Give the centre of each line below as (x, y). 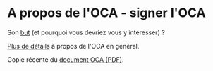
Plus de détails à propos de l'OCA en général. (73, 46)
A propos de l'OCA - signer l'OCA (107, 13)
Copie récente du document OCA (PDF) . (66, 59)
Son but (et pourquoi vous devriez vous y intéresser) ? (86, 32)
